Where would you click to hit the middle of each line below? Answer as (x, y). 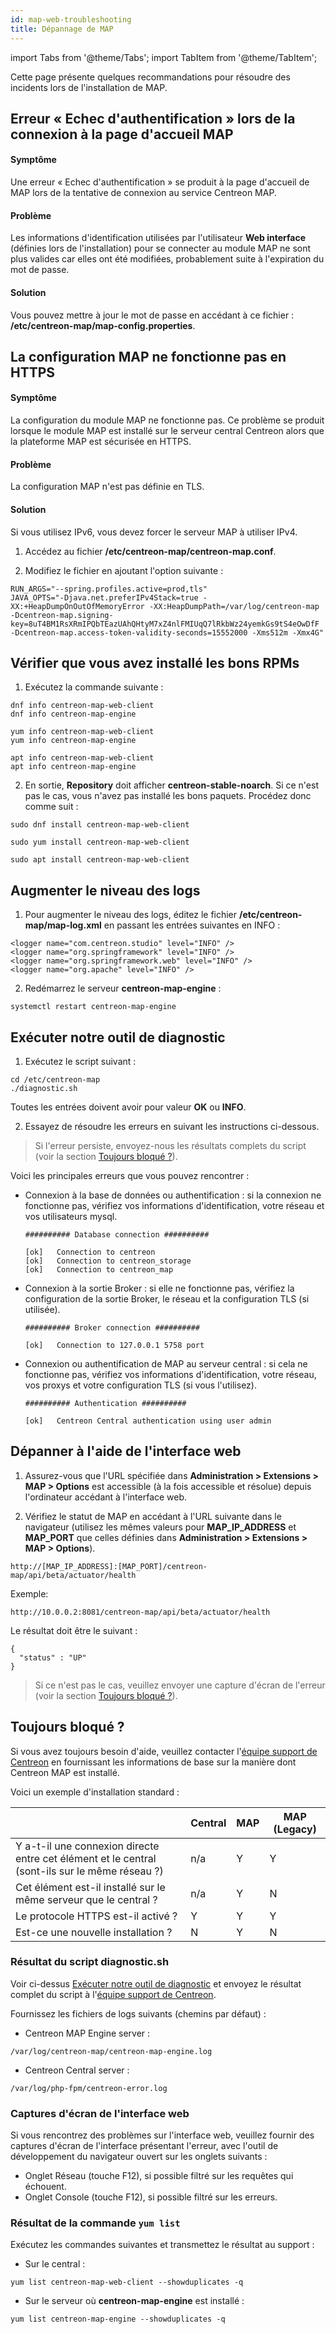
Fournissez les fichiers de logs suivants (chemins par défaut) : (138, 2013)
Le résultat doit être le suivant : (74, 1630)
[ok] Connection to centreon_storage (108, 1261)
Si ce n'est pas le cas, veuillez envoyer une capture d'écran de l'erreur (180, 1685)
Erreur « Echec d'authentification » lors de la (153, 118)
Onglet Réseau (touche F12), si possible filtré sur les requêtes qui (159, 2176)
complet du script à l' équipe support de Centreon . (113, 1994)
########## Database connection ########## (117, 1234)
